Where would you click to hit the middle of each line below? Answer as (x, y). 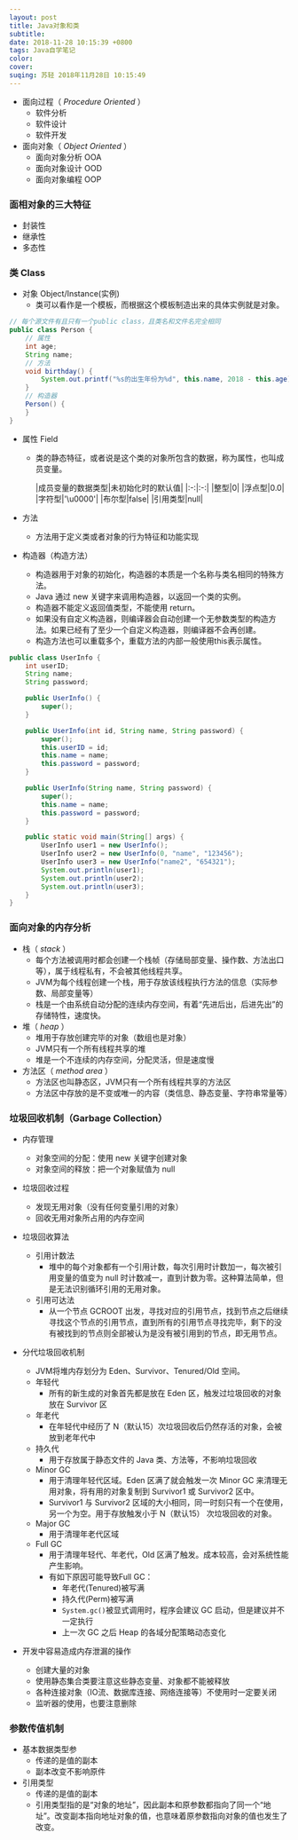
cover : (21, 67)
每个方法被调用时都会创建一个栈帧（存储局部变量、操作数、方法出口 (160, 959)
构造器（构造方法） (57, 555)
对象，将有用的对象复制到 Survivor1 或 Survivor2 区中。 (157, 1491)
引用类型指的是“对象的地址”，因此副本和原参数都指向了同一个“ (149, 1805)
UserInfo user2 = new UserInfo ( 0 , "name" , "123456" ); (142, 854)
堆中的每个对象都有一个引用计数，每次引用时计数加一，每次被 (161, 1267)
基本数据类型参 (49, 1749)
